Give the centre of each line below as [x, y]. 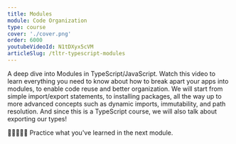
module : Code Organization [47, 21]
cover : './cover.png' [39, 34]
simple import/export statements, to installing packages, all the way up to [114, 96]
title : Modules [30, 14]
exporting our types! [37, 118]
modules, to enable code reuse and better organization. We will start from [115, 89]
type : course [27, 27]
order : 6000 [25, 40]
